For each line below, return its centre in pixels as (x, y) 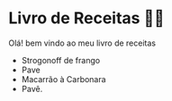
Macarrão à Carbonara (63, 79)
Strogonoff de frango (61, 60)
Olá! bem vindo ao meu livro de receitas (82, 43)
